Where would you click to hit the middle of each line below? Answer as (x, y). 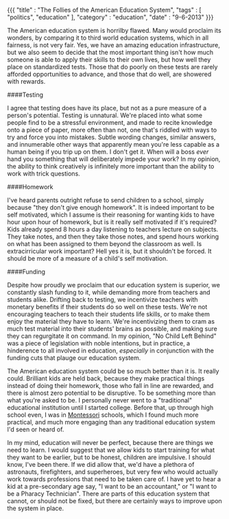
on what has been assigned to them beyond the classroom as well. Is (105, 244)
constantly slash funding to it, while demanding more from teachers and (109, 292)
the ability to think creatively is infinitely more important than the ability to (111, 166)
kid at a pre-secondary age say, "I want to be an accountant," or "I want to (112, 486)
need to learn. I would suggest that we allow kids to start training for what (111, 450)
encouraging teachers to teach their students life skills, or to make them (109, 314)
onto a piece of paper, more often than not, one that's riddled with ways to (112, 130)
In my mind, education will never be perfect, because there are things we (110, 443)
